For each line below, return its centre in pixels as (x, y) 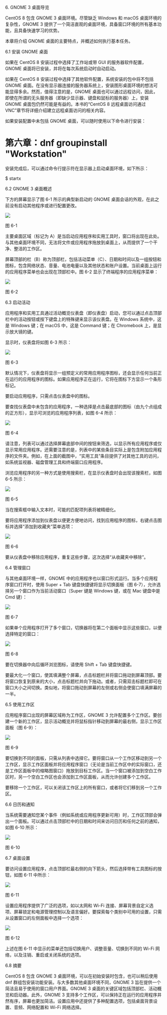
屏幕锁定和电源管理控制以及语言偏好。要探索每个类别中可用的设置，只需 (88, 912)
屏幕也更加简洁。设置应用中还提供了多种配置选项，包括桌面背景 (87, 1001)
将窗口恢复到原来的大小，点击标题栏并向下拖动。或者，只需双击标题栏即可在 (83, 681)
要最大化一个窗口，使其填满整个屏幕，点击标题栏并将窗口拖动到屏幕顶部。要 (83, 675)
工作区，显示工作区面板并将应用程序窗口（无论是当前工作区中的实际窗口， (81, 764)
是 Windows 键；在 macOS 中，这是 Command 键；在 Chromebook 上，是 (81, 325)
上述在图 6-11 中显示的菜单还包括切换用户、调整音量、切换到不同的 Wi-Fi (80, 949)
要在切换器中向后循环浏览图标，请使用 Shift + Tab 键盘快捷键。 (70, 664)
